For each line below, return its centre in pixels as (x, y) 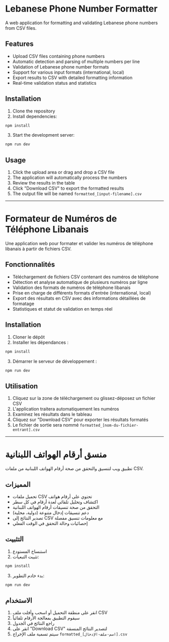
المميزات (18, 484)
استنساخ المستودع (30, 551)
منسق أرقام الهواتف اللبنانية (56, 455)
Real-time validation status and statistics (54, 83)
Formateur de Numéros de (61, 219)
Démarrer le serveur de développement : (55, 361)
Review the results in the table (44, 183)
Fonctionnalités (30, 265)
